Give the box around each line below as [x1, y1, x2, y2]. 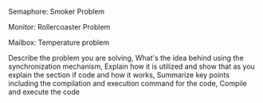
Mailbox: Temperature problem [8, 38, 110, 47]
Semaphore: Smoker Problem [8, 7, 105, 16]
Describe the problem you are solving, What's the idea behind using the [8, 53, 245, 62]
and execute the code [8, 87, 80, 97]
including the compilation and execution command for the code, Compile [8, 79, 247, 88]
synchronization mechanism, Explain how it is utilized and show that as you [8, 61, 255, 71]
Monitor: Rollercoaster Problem [8, 22, 111, 31]
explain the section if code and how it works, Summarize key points [8, 70, 230, 79]
